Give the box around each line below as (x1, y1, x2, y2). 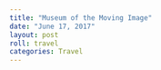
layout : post (9, 30, 59, 39)
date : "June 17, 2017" (9, 22, 96, 31)
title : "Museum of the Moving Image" (9, 13, 153, 23)
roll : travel (9, 38, 59, 48)
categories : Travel (9, 47, 84, 56)
